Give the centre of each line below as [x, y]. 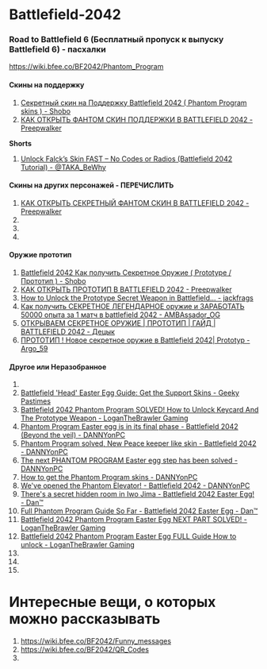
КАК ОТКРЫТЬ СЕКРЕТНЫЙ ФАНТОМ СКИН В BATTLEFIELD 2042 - [135, 203]
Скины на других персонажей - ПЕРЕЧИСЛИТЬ [92, 185]
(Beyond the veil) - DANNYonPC [73, 435]
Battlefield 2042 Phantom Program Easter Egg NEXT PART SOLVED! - [134, 520]
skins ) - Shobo [45, 111]
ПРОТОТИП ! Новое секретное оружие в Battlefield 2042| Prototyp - [135, 340]
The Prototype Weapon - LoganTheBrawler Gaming [104, 418]
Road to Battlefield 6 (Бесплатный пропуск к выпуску [116, 40]
